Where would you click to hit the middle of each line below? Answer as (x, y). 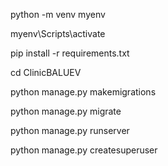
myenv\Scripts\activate (58, 33)
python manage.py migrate (66, 111)
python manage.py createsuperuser (84, 150)
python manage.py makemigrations (83, 92)
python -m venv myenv (58, 14)
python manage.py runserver (70, 130)
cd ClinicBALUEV (46, 72)
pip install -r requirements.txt (70, 53)
